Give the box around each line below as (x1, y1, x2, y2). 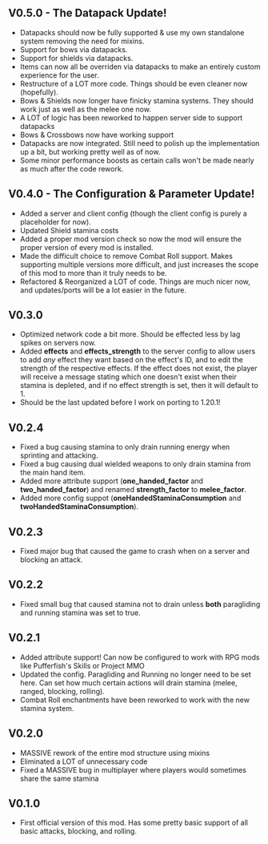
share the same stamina (19, 773, 99, 783)
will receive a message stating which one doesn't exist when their (19, 372, 238, 382)
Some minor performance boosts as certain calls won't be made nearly (19, 155, 254, 165)
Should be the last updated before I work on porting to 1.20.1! (19, 398, 222, 407)
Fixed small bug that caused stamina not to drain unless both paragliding (19, 599, 261, 608)
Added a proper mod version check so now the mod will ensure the (19, 234, 242, 244)
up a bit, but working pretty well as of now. (19, 147, 161, 156)
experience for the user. (19, 70, 99, 79)
